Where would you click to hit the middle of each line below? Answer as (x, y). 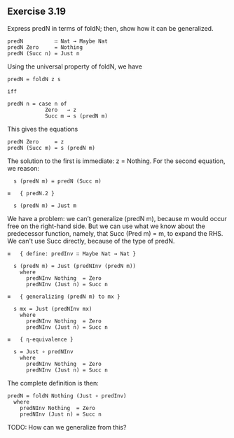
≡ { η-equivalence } (40, 339)
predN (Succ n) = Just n (43, 53)
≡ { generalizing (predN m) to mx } (64, 297)
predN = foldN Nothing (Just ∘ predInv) (67, 396)
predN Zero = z (36, 142)
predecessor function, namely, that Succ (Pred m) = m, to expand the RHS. (115, 233)
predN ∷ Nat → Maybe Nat (58, 41)
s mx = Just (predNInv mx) (53, 309)
